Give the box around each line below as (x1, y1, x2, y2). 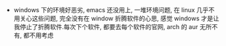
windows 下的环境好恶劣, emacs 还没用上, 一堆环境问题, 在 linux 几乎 (13, 6, 209, 14)
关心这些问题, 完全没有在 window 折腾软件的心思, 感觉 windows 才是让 (19, 14, 220, 22)
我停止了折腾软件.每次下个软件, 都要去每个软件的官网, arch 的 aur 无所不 (13, 23, 218, 30)
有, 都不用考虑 (13, 31, 54, 39)
